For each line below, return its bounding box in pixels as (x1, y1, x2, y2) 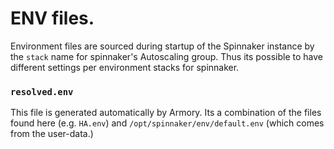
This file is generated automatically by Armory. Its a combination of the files (10, 107, 322, 119)
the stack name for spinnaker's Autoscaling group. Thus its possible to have (10, 50, 323, 62)
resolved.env (10, 86, 74, 97)
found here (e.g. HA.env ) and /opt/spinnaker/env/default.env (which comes (10, 117, 325, 129)
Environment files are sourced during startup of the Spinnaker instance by (10, 40, 315, 52)
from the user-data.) (10, 128, 94, 140)
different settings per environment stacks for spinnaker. (10, 61, 240, 73)
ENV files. (10, 7, 95, 30)
